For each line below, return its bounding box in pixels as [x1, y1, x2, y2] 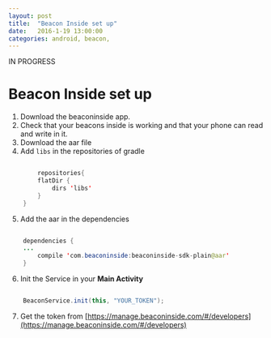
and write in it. [19, 129, 68, 139]
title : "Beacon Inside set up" [8, 19, 117, 28]
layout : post [8, 11, 53, 20]
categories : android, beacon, [8, 34, 111, 43]
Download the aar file [19, 138, 92, 148]
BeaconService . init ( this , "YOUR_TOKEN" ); [23, 297, 164, 305]
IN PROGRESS [8, 57, 56, 66]
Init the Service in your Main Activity [19, 274, 144, 284]
